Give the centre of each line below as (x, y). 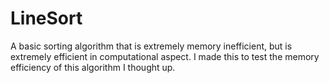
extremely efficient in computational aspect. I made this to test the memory (165, 56)
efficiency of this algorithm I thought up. (93, 67)
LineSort (46, 18)
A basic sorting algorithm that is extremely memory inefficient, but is (151, 46)
